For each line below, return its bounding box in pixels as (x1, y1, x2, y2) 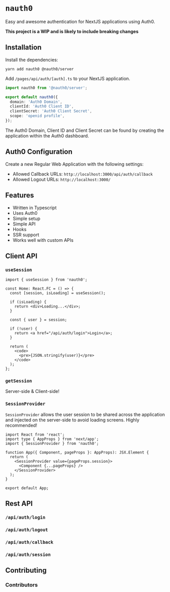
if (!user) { (10, 326, 38, 331)
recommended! (5, 422, 37, 428)
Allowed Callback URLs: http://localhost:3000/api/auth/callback (12, 171, 153, 177)
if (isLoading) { (10, 299, 47, 305)
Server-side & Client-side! (5, 388, 60, 394)
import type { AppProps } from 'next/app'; (5, 436, 99, 441)
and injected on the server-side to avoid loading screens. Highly (5, 416, 140, 423)
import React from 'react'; (5, 432, 65, 437)
